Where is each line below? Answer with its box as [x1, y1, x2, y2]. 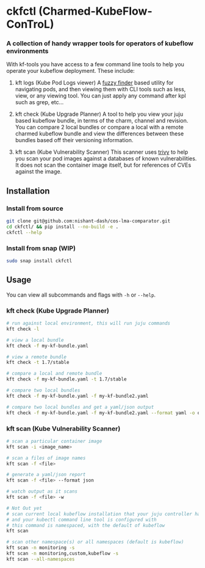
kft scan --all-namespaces [6, 556, 75, 562]
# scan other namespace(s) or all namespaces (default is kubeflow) [6, 539, 184, 545]
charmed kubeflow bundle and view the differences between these [15, 130, 184, 137]
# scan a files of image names [6, 455, 86, 461]
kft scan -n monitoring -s [6, 545, 75, 551]
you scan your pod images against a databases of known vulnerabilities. [15, 155, 197, 162]
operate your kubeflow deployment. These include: [6, 67, 135, 75]
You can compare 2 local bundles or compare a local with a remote [15, 124, 184, 131]
